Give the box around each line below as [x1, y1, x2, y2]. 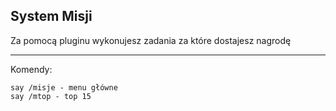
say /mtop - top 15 [10, 91, 92, 101]
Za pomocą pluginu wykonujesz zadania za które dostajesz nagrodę [10, 34, 292, 46]
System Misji [10, 8, 93, 25]
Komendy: [10, 63, 53, 75]
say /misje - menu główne [10, 82, 118, 93]
